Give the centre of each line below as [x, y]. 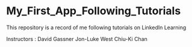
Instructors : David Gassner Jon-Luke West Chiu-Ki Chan [77, 39]
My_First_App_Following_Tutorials [94, 11]
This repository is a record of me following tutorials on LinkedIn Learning [96, 27]
